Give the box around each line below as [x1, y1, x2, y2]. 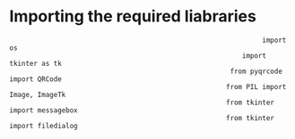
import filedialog [9, 121, 78, 130]
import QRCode [9, 74, 63, 84]
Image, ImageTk [9, 90, 66, 99]
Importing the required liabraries [9, 6, 257, 27]
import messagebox [9, 105, 78, 115]
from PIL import [225, 82, 287, 91]
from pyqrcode [230, 67, 282, 76]
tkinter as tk [9, 59, 63, 68]
